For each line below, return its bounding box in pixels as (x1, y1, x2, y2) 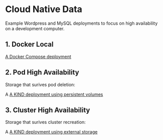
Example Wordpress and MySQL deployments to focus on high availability (5, 20, 158, 26)
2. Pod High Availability (5, 68, 79, 77)
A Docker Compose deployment (5, 53, 72, 59)
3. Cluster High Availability (5, 106, 90, 114)
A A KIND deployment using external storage (5, 129, 98, 135)
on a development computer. (5, 25, 65, 31)
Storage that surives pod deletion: (5, 82, 75, 88)
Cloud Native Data (5, 4, 83, 15)
